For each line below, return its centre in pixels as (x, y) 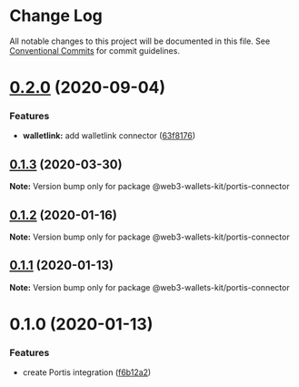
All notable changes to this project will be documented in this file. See (140, 41)
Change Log (56, 16)
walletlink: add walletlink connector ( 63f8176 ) (109, 136)
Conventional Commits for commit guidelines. (95, 50)
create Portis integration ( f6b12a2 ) (87, 372)
